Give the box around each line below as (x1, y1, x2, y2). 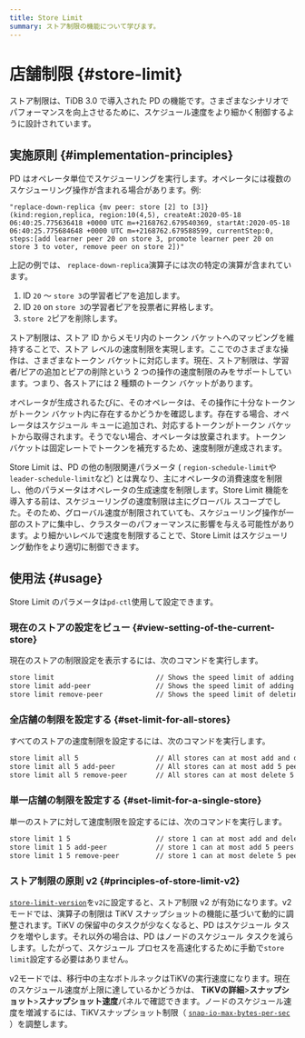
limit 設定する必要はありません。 (9, 953, 133, 964)
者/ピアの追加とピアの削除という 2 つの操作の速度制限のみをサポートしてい (9, 366, 292, 377)
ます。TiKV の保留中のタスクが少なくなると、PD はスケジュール (33, 920, 272, 931)
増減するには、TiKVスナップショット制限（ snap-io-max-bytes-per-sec (25, 1007, 290, 1018)
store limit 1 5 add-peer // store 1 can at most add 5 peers (9, 843, 295, 853)
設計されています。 (25, 118, 97, 129)
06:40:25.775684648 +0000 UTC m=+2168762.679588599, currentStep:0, (9, 226, 274, 236)
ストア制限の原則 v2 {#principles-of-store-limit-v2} (9, 874, 241, 887)
